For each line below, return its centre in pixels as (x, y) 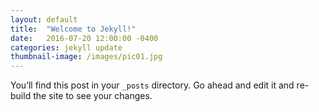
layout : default (44, 19)
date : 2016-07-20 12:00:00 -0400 (84, 38)
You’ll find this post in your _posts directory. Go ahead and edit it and (152, 85)
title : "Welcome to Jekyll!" (73, 29)
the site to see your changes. (93, 96)
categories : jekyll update (66, 47)
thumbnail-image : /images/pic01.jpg (86, 57)
